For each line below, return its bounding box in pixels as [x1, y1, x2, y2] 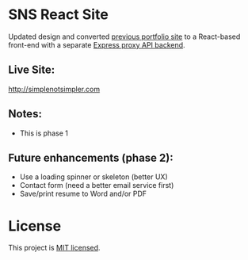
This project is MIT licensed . [8, 243, 101, 253]
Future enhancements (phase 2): [8, 151, 174, 164]
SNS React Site [8, 6, 109, 24]
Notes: [8, 107, 42, 120]
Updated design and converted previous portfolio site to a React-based [8, 32, 241, 41]
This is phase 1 [19, 128, 69, 138]
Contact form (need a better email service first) [19, 181, 174, 190]
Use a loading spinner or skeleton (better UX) [19, 172, 168, 182]
